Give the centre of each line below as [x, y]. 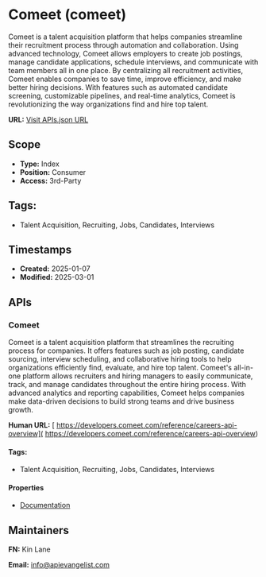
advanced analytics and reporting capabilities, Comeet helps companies [126, 393]
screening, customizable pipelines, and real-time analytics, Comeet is [122, 95]
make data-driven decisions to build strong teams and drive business [121, 401]
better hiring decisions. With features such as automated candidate [118, 87]
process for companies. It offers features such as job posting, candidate [126, 350]
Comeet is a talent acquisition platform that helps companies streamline [125, 37]
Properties [26, 487]
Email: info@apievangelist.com [59, 565]
